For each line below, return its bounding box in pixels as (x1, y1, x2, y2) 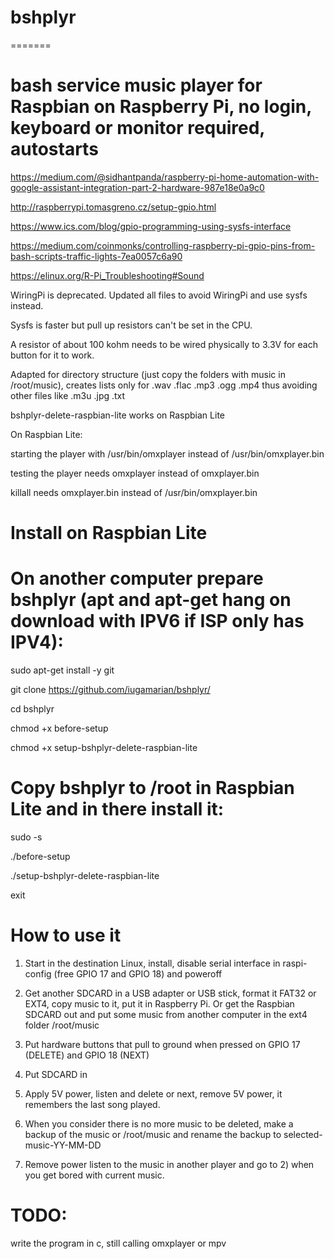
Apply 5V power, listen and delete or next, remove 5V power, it (24, 1087, 283, 1100)
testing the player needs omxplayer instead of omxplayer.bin (10, 467, 260, 479)
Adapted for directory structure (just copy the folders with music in (10, 368, 286, 380)
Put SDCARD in (24, 1068, 88, 1080)
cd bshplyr (10, 703, 55, 715)
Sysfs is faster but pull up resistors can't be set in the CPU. (10, 319, 253, 331)
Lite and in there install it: (10, 798, 225, 821)
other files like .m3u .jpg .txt (10, 389, 126, 401)
